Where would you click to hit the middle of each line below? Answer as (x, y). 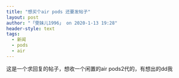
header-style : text (31, 28)
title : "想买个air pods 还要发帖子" (49, 12)
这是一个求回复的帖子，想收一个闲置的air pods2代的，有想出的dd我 (89, 68)
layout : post (23, 17)
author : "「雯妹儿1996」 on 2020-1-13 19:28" (62, 23)
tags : (13, 34)
